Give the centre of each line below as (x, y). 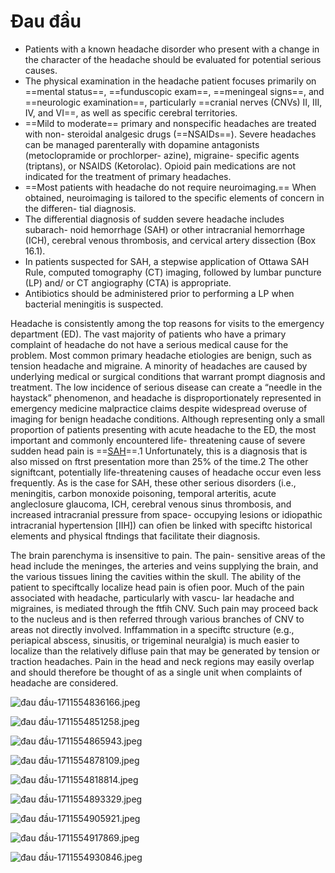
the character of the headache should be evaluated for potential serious (173, 59)
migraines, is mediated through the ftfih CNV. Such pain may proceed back (164, 608)
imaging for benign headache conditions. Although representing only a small (167, 419)
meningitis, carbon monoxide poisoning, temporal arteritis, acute (143, 493)
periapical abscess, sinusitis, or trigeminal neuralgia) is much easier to (155, 640)
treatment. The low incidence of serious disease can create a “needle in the (166, 387)
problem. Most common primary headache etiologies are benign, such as (161, 355)
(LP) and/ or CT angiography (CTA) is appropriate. (128, 282)
